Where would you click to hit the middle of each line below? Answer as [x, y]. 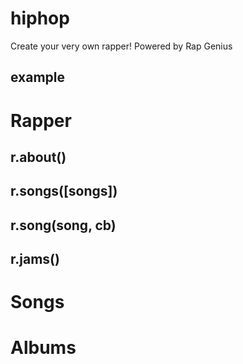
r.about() [38, 157]
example [38, 77]
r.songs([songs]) [64, 191]
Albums [43, 348]
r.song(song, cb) [63, 225]
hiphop [40, 18]
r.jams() [35, 259]
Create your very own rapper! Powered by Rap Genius [121, 46]
